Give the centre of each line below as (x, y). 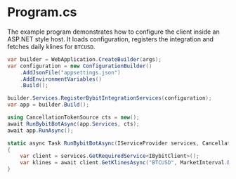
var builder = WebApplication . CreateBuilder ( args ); (84, 59)
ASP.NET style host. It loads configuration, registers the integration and (111, 39)
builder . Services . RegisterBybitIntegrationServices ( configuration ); (110, 98)
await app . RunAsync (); (40, 131)
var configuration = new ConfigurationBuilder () (80, 66)
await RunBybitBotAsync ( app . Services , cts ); (73, 124)
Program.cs (42, 12)
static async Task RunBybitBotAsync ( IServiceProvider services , (103, 143)
